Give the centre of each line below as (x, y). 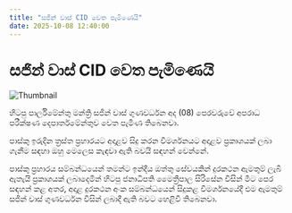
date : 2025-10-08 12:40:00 (59, 26)
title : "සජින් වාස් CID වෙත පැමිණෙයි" (76, 17)
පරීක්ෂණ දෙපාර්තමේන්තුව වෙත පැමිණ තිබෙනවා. (94, 123)
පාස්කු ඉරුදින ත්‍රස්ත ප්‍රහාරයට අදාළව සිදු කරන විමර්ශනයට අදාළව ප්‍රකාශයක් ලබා (141, 141)
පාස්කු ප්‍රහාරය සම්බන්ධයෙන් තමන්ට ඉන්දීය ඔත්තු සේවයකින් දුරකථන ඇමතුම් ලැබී (146, 169)
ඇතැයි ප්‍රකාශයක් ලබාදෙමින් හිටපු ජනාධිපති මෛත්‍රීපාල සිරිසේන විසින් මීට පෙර (142, 179)
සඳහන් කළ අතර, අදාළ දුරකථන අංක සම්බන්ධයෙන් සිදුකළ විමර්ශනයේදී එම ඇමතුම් (146, 189)
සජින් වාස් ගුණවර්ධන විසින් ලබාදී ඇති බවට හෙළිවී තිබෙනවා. (113, 199)
